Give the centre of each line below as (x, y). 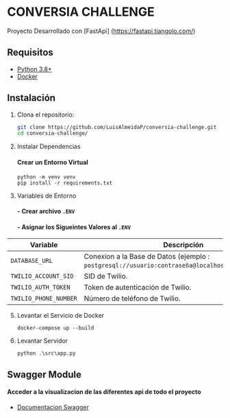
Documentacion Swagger (53, 407)
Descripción (183, 245)
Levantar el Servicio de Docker (61, 316)
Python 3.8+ (35, 69)
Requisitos (30, 53)
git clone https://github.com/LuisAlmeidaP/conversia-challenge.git (117, 127)
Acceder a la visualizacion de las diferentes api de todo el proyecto (104, 392)
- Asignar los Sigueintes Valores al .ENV (74, 227)
